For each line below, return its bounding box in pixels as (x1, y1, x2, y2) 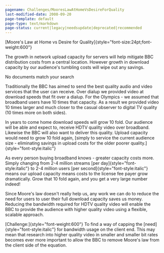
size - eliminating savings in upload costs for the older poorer (5, 140, 130, 146)
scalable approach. (5, 212, 44, 217)
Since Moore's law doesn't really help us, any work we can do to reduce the (5, 191, 159, 197)
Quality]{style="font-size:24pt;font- (79, 39, 152, 45)
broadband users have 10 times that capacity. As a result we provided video (5, 99, 159, 105)
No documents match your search (5, 74, 74, 80)
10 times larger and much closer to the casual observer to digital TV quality (5, 105, 158, 110)
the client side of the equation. (5, 242, 67, 248)
